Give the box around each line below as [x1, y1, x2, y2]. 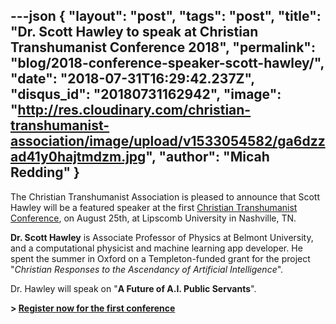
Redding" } [10, 164, 80, 181]
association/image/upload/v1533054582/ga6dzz [10, 133, 326, 150]
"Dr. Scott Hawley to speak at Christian [10, 24, 259, 41]
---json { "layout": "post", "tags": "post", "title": [10, 8, 322, 25]
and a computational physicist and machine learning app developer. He [10, 242, 303, 254]
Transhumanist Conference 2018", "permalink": [10, 39, 316, 56]
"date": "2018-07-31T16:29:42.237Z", [10, 70, 255, 88]
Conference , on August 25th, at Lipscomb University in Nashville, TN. [10, 212, 297, 224]
